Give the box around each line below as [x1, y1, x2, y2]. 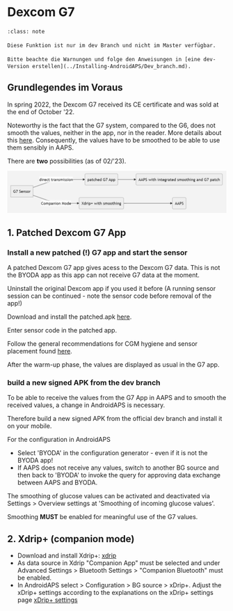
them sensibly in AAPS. [7, 143, 74, 152]
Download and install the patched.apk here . [7, 312, 132, 321]
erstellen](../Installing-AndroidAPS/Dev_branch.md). [32, 63, 191, 70]
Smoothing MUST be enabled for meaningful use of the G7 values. [7, 513, 198, 521]
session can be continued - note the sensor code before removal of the [7, 292, 212, 300]
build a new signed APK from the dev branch [7, 377, 161, 387]
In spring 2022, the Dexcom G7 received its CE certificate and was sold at [7, 100, 219, 109]
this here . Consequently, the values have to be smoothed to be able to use [7, 136, 220, 144]
